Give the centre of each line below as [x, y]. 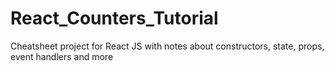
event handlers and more [62, 56]
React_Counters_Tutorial [114, 18]
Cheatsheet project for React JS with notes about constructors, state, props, [167, 46]
